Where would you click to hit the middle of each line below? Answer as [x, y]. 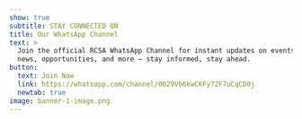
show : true [30, 17]
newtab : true [42, 92]
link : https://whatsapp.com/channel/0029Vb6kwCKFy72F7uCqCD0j [136, 84]
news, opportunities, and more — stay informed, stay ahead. [134, 59]
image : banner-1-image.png [60, 101]
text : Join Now [46, 76]
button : [24, 68]
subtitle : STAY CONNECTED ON [64, 26]
